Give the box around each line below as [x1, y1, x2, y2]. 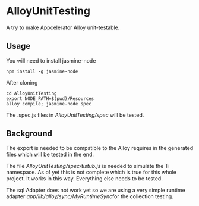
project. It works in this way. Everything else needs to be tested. [6, 174, 163, 182]
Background [6, 129, 52, 139]
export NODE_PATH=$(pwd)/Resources [6, 95, 94, 102]
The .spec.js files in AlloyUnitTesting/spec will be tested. [6, 111, 144, 118]
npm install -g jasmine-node [6, 68, 78, 74]
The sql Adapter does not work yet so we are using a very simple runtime [6, 186, 185, 193]
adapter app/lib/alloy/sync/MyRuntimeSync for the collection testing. [6, 192, 173, 200]
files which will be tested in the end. [6, 151, 94, 158]
